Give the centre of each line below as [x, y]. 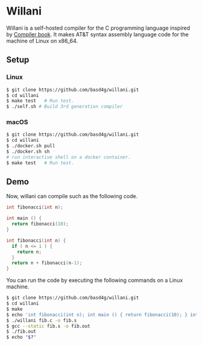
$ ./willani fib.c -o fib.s [42, 320]
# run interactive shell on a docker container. [69, 157]
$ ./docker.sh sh [28, 152]
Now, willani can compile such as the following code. [72, 196]
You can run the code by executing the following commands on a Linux [95, 281]
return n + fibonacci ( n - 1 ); [47, 263]
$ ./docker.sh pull [31, 146]
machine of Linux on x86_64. [42, 41]
